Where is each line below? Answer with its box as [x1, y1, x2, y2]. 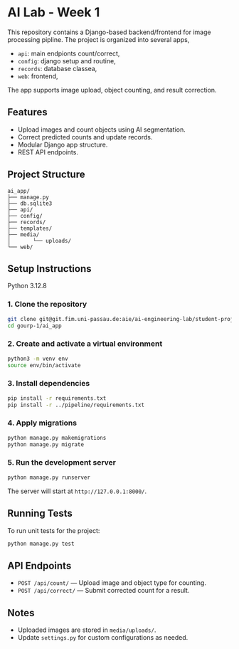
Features [7, 106, 48, 118]
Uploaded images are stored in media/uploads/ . [17, 626, 156, 634]
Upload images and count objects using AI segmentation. [17, 125, 186, 134]
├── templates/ [7, 225, 53, 232]
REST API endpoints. [17, 147, 78, 157]
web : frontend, [17, 72, 58, 80]
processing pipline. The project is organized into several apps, [7, 35, 190, 43]
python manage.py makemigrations [7, 434, 107, 441]
